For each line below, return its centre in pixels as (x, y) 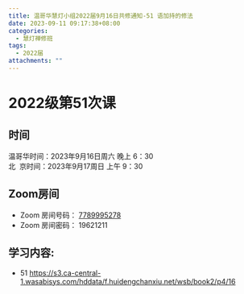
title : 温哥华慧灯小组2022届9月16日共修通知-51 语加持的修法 (101, 16)
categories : (28, 31)
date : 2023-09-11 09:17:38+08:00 (64, 23)
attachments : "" (35, 61)
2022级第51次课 (62, 104)
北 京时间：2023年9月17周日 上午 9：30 (76, 166)
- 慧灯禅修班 (35, 38)
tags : (17, 46)
